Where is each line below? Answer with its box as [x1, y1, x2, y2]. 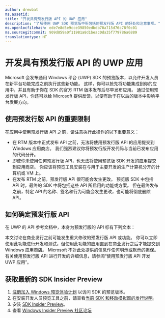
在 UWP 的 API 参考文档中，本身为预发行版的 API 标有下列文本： [5, 224, 136, 230]
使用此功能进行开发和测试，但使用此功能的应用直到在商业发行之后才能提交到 [5, 241, 160, 247]
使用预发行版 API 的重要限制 [5, 115, 90, 123]
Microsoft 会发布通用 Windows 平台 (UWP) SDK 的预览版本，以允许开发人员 [5, 74, 159, 80]
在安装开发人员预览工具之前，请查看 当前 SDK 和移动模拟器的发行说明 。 [12, 295, 157, 301]
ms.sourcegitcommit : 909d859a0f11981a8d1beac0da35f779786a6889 [5, 30, 137, 35]
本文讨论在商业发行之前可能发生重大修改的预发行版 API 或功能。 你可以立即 [5, 234, 158, 241]
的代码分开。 [12, 151, 38, 157]
